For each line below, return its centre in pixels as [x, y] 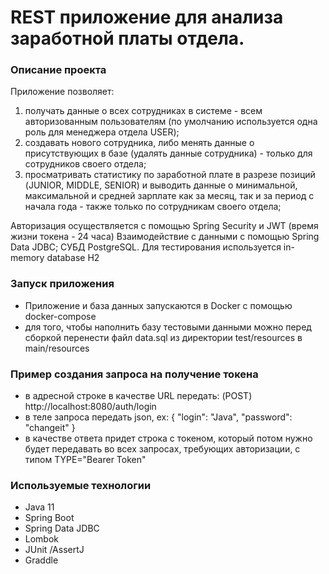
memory [27, 258]
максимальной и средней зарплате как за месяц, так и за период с [169, 196]
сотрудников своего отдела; [85, 164]
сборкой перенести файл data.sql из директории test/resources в [163, 337]
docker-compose [60, 316]
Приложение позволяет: [62, 92]
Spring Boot [49, 518]
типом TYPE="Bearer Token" [85, 460]
